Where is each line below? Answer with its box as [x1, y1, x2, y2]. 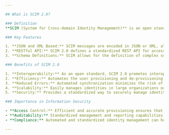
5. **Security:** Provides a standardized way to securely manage [5, 90, 147, 95]
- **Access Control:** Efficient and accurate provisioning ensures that [5, 108, 163, 113]
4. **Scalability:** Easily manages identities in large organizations [5, 85, 158, 91]
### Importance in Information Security [5, 99, 92, 104]
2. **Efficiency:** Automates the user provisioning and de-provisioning [5, 76, 163, 81]
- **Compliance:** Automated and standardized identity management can [5, 117, 158, 122]
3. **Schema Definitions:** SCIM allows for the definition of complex [5, 53, 158, 58]
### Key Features [5, 35, 42, 40]
